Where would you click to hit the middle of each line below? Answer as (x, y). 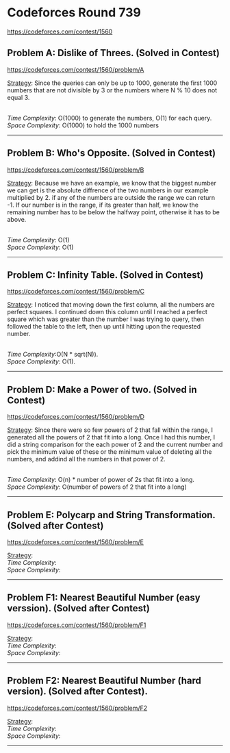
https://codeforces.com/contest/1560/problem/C (76, 292)
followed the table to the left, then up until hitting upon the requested (104, 327)
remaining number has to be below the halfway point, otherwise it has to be (114, 212)
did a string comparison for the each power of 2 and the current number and (115, 445)
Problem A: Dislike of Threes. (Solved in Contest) (114, 53)
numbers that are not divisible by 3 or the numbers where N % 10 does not (112, 90)
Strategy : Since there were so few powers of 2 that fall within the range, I (110, 430)
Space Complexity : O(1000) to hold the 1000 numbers (83, 125)
